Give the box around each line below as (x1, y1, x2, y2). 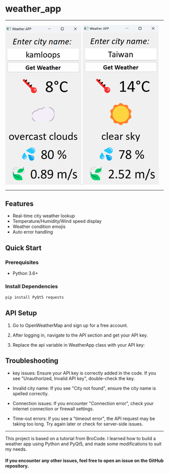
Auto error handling (12, 229, 53, 235)
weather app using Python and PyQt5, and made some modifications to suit (5, 441, 162, 447)
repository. (5, 463, 29, 469)
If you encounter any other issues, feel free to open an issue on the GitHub (5, 458, 164, 464)
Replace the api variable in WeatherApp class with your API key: (12, 342, 145, 348)
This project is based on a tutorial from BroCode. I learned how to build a (5, 435, 156, 441)
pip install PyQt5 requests (5, 295, 64, 300)
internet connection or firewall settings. (12, 405, 94, 412)
